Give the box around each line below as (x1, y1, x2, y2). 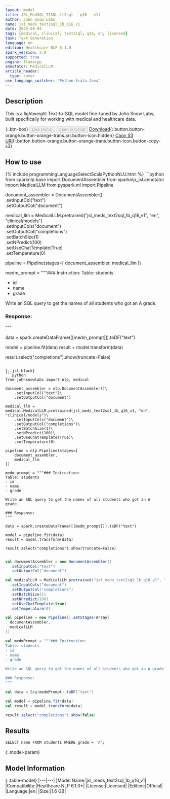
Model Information (5, 764, 65, 773)
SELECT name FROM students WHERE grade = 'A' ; (5, 740, 105, 745)
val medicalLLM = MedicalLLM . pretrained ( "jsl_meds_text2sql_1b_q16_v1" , (5, 578, 162, 583)
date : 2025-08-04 (5, 26, 42, 31)
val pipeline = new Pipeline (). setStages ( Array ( (5, 615, 110, 620)
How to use (5, 158, 41, 166)
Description (5, 97, 43, 106)
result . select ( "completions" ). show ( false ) (5, 712, 96, 718)
